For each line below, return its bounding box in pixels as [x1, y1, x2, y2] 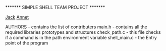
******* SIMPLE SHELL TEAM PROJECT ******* [5, 5, 105, 10]
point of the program [5, 40, 48, 46]
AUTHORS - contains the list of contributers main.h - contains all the [5, 24, 147, 30]
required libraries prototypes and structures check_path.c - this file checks [5, 29, 161, 35]
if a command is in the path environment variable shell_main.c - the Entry [5, 35, 157, 40]
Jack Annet [5, 14, 29, 20]
